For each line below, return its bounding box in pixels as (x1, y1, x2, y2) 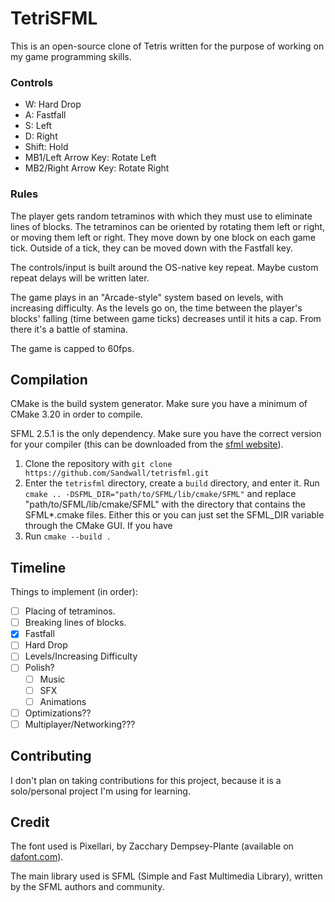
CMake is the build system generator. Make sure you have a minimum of (10, 398, 308, 410)
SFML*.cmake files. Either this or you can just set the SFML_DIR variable (24, 509, 325, 521)
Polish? (24, 662, 55, 674)
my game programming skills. (10, 50, 132, 62)
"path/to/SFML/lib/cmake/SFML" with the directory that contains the (24, 498, 306, 511)
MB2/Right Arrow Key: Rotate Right (24, 162, 170, 174)
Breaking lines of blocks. (24, 617, 127, 629)
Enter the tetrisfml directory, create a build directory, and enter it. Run (24, 477, 320, 489)
